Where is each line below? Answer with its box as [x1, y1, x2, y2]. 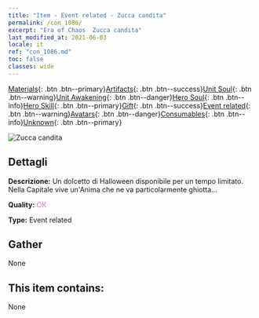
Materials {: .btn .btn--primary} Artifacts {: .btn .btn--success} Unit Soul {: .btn [8, 84, 253, 93]
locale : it [8, 41, 44, 49]
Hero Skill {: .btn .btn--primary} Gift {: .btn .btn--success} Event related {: [23, 101, 251, 110]
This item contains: [8, 281, 104, 294]
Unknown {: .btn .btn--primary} [23, 117, 122, 126]
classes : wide [8, 63, 55, 71]
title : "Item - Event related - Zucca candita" [8, 11, 167, 20]
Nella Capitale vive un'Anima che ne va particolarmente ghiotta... [8, 185, 217, 194]
